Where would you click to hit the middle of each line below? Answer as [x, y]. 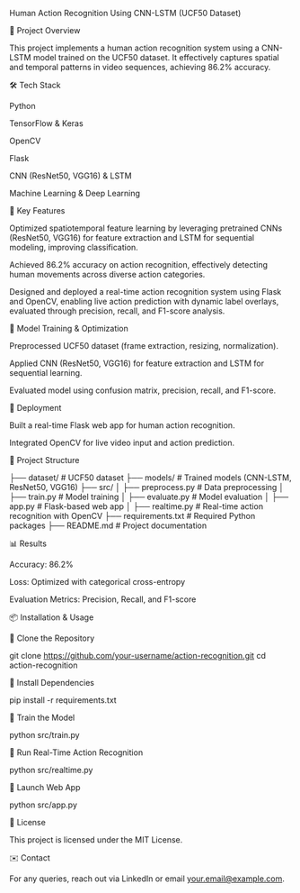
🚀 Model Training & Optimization [69, 328]
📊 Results [28, 543]
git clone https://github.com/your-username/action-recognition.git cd [138, 656]
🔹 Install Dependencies [52, 683]
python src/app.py [44, 805]
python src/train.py [44, 735]
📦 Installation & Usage [52, 617]
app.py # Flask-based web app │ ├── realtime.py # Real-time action [136, 506]
